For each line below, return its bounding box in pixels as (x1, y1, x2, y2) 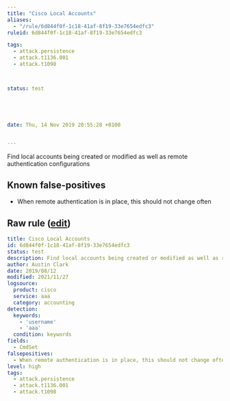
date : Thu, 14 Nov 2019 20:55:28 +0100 (7, 121, 121, 128)
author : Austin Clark (7, 261, 69, 268)
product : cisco (13, 287, 57, 293)
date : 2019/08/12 (7, 267, 57, 274)
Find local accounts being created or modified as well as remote (7, 152, 188, 160)
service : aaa (13, 293, 51, 300)
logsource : (7, 280, 38, 287)
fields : (7, 337, 29, 345)
